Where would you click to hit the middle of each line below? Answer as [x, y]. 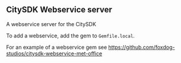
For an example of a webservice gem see [57, 47]
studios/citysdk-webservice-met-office [54, 53]
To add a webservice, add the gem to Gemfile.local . [71, 36]
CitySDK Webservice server [59, 10]
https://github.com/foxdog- [142, 47]
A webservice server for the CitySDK [51, 24]
